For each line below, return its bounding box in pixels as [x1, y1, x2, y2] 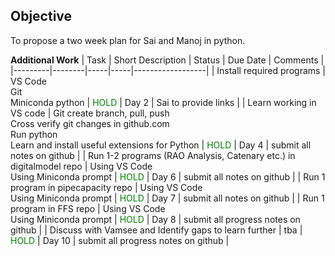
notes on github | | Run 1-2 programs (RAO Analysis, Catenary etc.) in [10, 149, 296, 161]
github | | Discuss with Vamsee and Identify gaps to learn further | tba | [10, 224, 303, 236]
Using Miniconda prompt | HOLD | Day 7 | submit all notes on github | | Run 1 [10, 192, 325, 204]
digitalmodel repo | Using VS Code [10, 160, 153, 172]
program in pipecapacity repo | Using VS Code [10, 181, 203, 193]
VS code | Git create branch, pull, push [10, 107, 170, 119]
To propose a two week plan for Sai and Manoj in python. [10, 34, 246, 46]
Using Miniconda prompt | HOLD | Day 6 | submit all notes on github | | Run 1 [10, 170, 326, 183]
